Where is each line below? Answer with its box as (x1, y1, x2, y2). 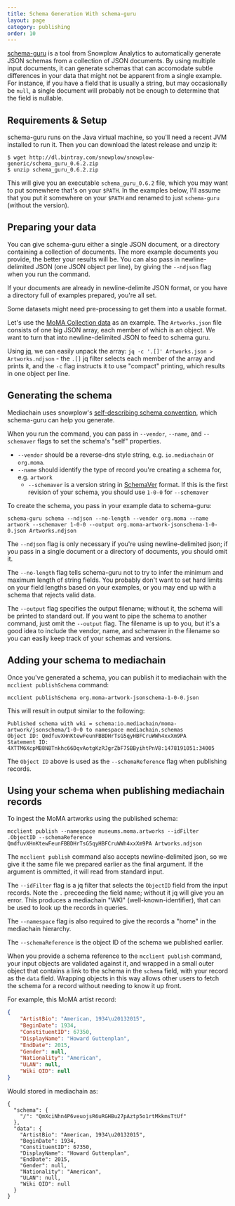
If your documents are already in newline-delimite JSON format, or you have (7, 283, 228, 292)
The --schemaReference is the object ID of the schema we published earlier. (7, 938, 224, 947)
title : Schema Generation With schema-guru (7, 10, 137, 18)
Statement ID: (7, 739, 49, 746)
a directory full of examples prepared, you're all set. (7, 291, 157, 299)
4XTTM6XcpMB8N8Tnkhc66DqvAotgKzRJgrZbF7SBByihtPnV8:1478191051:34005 (7, 744, 215, 752)
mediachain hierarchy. (7, 925, 72, 933)
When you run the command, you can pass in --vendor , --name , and (7, 429, 202, 438)
